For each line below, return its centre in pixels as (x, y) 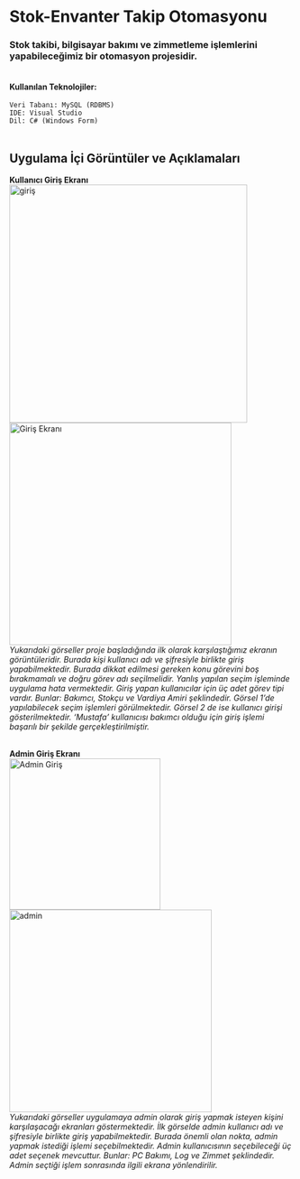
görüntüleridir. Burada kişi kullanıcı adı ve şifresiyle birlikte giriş (127, 660)
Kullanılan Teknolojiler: (53, 87)
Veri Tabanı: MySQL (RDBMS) (62, 106)
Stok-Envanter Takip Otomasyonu (138, 17)
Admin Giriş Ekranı (45, 754)
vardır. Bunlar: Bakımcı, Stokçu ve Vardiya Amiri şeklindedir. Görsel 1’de (142, 698)
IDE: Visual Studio (46, 113)
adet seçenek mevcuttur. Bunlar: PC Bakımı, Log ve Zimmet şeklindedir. (142, 1156)
